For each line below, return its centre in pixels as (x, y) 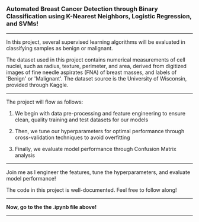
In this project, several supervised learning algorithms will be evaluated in (96, 42)
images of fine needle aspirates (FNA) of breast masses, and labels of (92, 72)
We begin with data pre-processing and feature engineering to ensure (100, 114)
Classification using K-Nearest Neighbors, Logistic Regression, (99, 16)
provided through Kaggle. (37, 85)
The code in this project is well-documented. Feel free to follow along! (92, 190)
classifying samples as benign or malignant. (60, 49)
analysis (25, 155)
